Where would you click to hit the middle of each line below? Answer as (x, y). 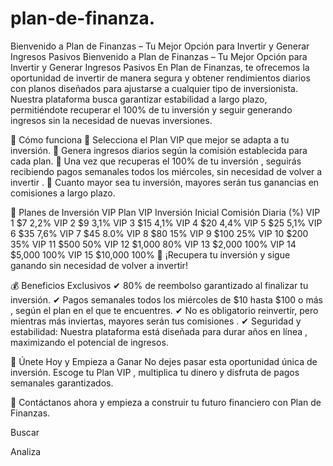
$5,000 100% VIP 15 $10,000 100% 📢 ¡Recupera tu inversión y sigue (150, 254)
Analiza (26, 451)
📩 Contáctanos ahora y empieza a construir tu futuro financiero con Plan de (166, 402)
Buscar (25, 432)
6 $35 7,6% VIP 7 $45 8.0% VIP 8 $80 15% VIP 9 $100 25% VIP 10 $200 (159, 233)
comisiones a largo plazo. (63, 193)
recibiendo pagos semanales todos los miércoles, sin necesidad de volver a (166, 171)
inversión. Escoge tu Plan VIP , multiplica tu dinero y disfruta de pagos (155, 372)
